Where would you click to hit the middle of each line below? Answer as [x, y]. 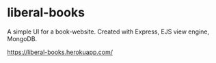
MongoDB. [22, 38]
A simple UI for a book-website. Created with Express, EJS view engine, [108, 32]
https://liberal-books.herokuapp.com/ [60, 52]
